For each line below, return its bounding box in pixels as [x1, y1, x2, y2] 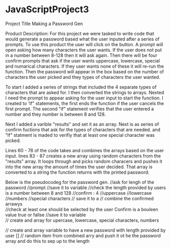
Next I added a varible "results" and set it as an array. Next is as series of [5, 121, 159, 127]
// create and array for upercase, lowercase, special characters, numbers [5, 217, 159, 223]
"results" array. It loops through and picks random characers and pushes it [5, 158, 162, 164]
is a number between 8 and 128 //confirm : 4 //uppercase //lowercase [5, 190, 152, 196]
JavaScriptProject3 [5, 4, 89, 15]
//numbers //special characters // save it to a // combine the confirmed [5, 195, 154, 201]
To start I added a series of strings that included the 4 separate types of [5, 84, 157, 90]
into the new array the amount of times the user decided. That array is [5, 163, 153, 170]
